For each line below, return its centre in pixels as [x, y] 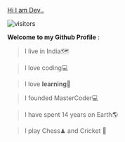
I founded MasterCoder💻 [61, 98]
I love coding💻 [46, 68]
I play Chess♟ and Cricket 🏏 [65, 131]
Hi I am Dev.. [26, 10]
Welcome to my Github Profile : [54, 37]
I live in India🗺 [47, 51]
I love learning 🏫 [48, 84]
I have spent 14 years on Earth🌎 [71, 114]
